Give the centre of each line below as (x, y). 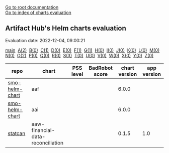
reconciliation (48, 142)
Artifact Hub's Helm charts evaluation (66, 28)
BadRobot (101, 68)
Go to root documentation (32, 7)
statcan (17, 133)
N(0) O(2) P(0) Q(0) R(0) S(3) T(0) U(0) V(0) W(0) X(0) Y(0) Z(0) (79, 55)
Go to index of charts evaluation (38, 13)
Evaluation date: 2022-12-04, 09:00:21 (45, 40)
